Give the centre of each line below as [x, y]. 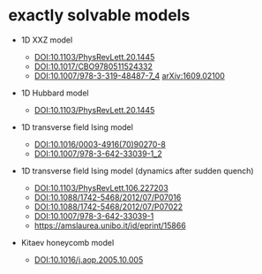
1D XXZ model [47, 40]
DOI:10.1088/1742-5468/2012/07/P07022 [108, 206]
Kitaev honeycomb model [67, 242]
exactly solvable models [99, 15]
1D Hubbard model [55, 93]
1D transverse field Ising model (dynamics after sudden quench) [137, 171]
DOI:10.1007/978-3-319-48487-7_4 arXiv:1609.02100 [130, 75]
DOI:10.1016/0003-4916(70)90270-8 [100, 144]
